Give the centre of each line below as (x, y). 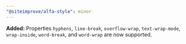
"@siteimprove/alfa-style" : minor (49, 11)
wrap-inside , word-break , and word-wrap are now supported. (79, 34)
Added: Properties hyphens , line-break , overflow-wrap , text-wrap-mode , (93, 28)
